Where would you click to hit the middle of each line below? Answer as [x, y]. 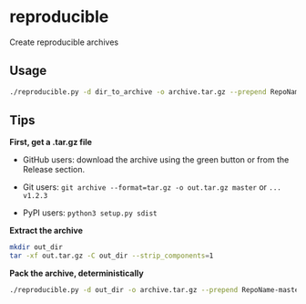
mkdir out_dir [36, 247]
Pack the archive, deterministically [76, 273]
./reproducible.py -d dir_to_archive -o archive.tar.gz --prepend [138, 92]
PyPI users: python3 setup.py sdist [90, 213]
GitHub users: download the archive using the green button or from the [156, 160]
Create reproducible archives [64, 42]
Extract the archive [46, 231]
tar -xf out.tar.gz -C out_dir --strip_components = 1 [112, 256]
